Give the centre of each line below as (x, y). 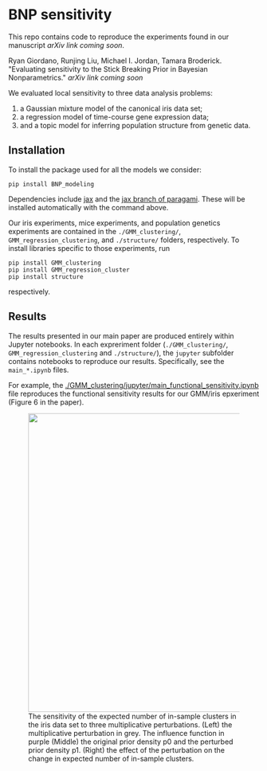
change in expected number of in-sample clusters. (111, 758)
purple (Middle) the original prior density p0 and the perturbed (131, 742)
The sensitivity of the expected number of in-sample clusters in (132, 716)
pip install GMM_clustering (55, 263)
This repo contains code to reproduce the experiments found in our (119, 37)
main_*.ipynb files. (39, 370)
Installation (37, 150)
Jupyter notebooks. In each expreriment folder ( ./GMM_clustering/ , (118, 344)
